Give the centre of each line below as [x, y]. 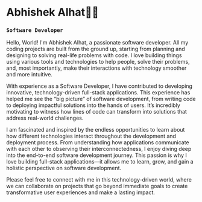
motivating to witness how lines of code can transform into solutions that [96, 112]
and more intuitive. [30, 75]
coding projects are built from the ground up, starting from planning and [96, 49]
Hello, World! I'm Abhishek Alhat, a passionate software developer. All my [97, 43]
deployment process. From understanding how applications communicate [98, 142]
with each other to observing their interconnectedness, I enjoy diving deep [99, 149]
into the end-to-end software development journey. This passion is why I [96, 155]
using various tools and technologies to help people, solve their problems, [98, 62]
